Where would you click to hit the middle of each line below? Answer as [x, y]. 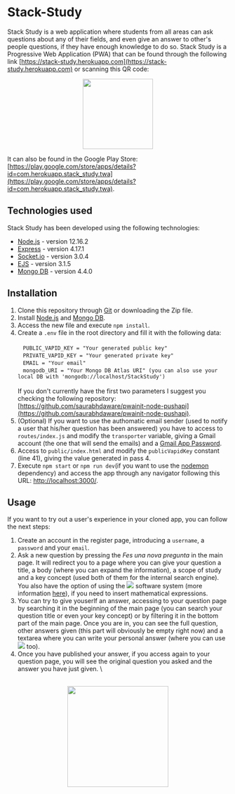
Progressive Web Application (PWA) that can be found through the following [117, 54]
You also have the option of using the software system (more [110, 586]
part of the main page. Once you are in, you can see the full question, [118, 623]
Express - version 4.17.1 [51, 249]
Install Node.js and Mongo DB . [61, 317]
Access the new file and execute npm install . [83, 325]
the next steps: [29, 527]
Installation [32, 293]
